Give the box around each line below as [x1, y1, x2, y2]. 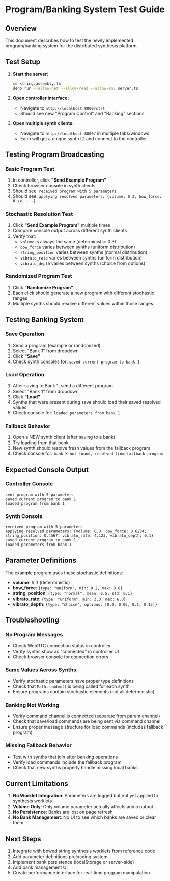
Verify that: [12, 233, 37, 239]
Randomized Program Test [5, 273, 72, 280]
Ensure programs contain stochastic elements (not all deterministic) [12, 688, 155, 694]
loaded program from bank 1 [5, 501, 65, 506]
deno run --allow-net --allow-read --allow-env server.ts [12, 86, 138, 91]
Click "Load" [12, 394, 41, 400]
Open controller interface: [12, 95, 69, 101]
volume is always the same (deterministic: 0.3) [20, 238, 116, 244]
